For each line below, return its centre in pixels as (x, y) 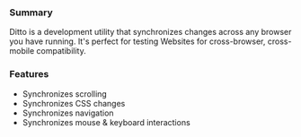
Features (29, 74)
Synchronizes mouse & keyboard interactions (106, 122)
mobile (22, 51)
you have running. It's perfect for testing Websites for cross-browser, (137, 41)
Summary (31, 13)
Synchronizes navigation (68, 113)
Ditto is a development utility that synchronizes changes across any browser (150, 32)
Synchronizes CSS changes (74, 103)
